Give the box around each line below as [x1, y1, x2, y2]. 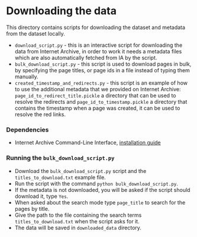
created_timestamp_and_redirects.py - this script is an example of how [14, 79, 188, 87]
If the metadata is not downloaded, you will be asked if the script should [14, 186, 190, 193]
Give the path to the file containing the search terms [14, 212, 142, 219]
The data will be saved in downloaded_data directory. [14, 224, 142, 231]
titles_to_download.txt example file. [14, 174, 106, 181]
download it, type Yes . [14, 193, 69, 200]
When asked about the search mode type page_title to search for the [14, 198, 186, 206]
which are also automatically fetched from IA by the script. [14, 54, 157, 61]
